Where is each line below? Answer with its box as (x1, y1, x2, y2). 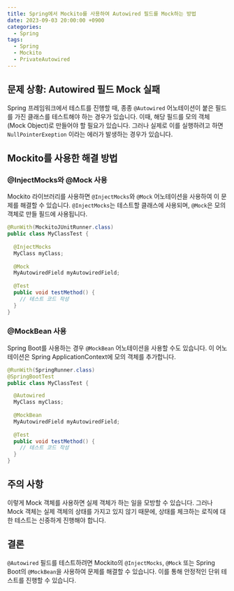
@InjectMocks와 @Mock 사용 (7, 175, 108, 184)
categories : (7, 23, 42, 30)
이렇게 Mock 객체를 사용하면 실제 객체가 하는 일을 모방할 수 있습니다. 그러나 (7, 498, 213, 507)
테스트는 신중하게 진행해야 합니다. (14, 516, 106, 524)
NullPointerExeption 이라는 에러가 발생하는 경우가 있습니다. (7, 130, 173, 138)
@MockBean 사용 (7, 327, 67, 337)
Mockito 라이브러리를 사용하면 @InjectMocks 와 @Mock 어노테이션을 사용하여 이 (7, 192, 220, 201)
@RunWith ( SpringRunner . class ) (7, 366, 96, 374)
